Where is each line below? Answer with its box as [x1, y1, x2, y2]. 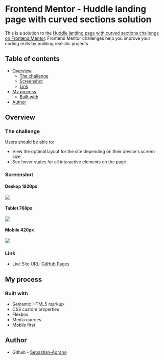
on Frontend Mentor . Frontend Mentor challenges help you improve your [5, 35, 151, 41]
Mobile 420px [5, 227, 34, 233]
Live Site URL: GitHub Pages [12, 261, 70, 267]
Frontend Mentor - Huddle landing [5, 3, 146, 15]
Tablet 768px [5, 205, 33, 211]
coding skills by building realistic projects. [5, 40, 90, 46]
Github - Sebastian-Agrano [12, 349, 67, 355]
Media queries [12, 316, 42, 322]
